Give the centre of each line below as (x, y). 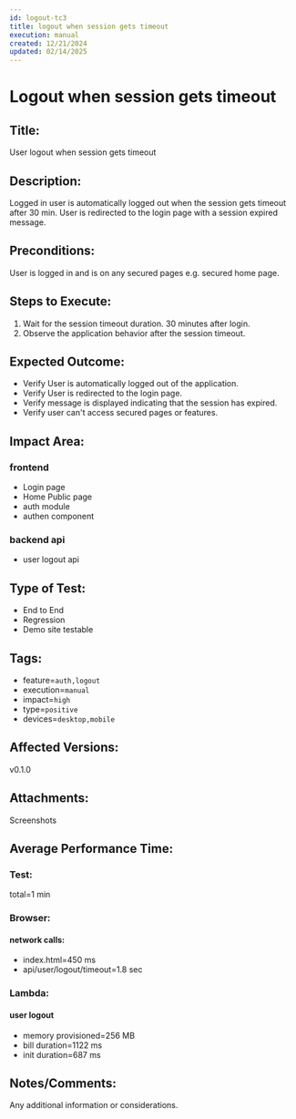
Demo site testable (58, 630)
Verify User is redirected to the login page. (102, 394)
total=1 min (30, 895)
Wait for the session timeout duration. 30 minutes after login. (136, 323)
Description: (46, 181)
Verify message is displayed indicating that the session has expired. (150, 403)
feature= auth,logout (61, 680)
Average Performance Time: (92, 849)
